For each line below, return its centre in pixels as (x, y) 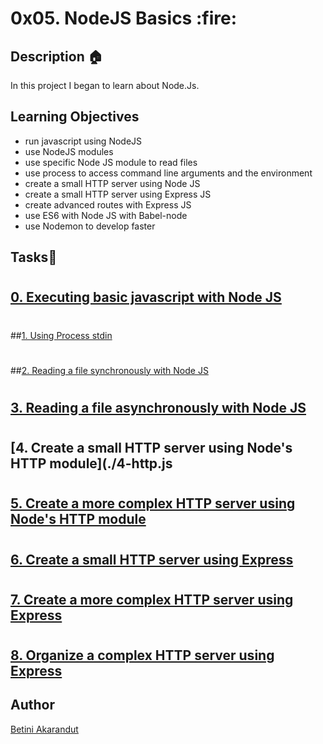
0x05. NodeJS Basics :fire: (123, 18)
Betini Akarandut (44, 729)
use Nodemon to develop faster (90, 226)
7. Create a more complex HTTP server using (152, 599)
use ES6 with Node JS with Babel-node (106, 215)
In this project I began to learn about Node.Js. (105, 85)
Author (32, 705)
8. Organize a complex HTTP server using (142, 655)
